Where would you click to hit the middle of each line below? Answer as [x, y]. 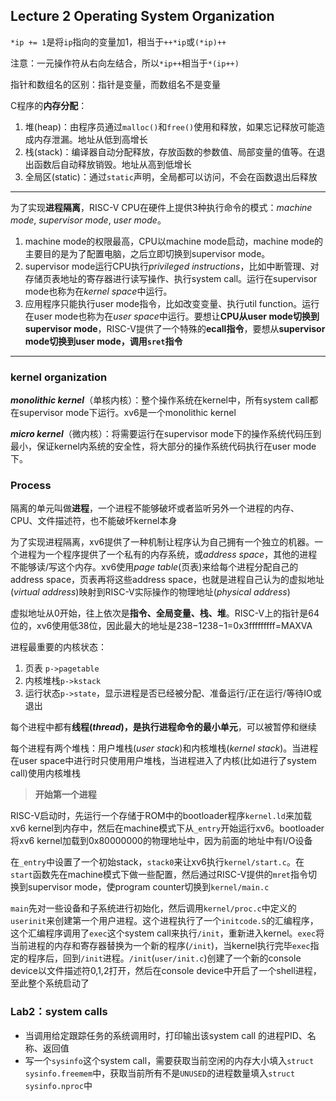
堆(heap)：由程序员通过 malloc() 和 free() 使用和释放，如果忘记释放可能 [170, 126]
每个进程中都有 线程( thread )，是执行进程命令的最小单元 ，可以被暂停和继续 [163, 727]
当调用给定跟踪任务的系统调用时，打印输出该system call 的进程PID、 [166, 1035]
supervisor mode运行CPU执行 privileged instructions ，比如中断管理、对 [172, 266]
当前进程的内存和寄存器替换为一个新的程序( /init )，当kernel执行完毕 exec [160, 946]
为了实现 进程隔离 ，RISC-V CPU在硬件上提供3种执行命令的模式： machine [161, 207]
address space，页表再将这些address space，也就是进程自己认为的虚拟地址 [167, 580]
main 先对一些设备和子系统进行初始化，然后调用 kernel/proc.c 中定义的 [153, 908]
